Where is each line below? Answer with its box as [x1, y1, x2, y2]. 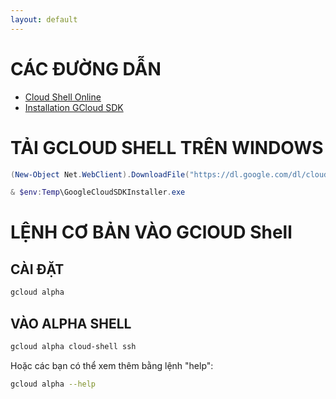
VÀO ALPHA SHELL [10, 315, 132, 332]
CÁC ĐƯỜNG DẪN [10, 57, 162, 80]
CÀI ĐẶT [10, 261, 65, 278]
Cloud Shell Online [24, 91, 102, 103]
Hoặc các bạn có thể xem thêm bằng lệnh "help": [10, 359, 214, 371]
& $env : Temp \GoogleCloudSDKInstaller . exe [10, 187, 186, 198]
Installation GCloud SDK [24, 101, 124, 113]
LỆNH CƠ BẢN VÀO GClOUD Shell [10, 221, 293, 244]
